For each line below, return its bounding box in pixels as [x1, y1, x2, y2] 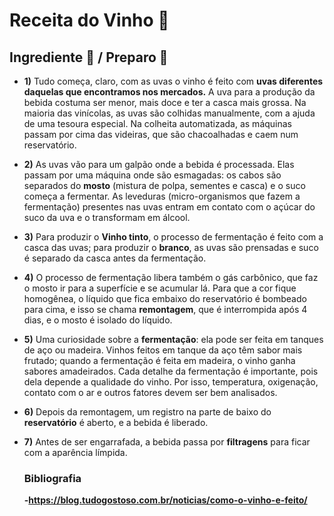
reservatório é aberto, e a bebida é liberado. [23, 417, 209, 428]
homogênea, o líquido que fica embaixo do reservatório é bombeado [23, 293, 307, 304]
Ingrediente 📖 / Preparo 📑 [9, 49, 169, 66]
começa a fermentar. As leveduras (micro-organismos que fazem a [23, 190, 301, 202]
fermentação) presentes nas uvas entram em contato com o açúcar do [23, 201, 316, 213]
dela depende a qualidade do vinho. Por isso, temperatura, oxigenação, [23, 376, 319, 388]
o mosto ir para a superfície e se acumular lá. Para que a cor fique [23, 282, 297, 294]
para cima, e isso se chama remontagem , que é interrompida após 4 [23, 304, 308, 315]
